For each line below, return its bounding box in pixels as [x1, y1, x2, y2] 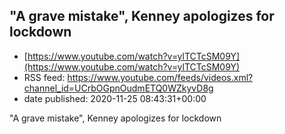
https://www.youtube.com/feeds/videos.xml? [67, 71, 254, 83]
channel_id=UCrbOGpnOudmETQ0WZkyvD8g [23, 82, 214, 94]
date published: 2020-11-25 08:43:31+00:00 [23, 92, 207, 104]
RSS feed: [23, 71, 66, 83]
